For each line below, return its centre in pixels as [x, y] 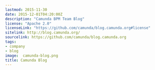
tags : [11, 42]
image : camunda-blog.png [31, 55]
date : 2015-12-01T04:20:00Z [34, 14]
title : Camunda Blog [26, 60]
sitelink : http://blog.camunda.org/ [43, 33]
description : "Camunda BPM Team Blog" [45, 19]
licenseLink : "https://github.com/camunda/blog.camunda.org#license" [78, 28]
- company [15, 46]
